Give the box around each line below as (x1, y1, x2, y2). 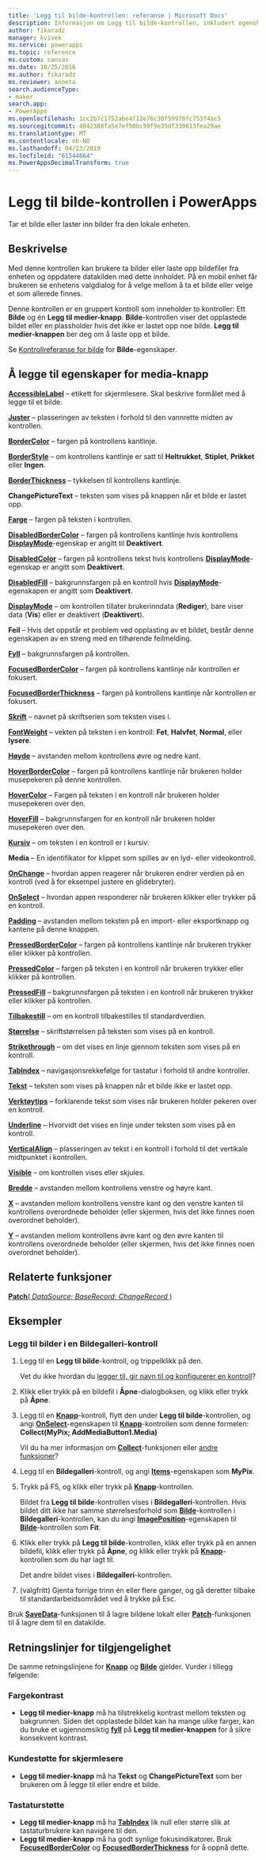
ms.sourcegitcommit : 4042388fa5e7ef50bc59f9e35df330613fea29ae (8, 122, 222, 130)
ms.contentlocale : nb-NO (8, 136, 90, 145)
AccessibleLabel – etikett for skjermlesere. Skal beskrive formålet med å (8, 388, 245, 398)
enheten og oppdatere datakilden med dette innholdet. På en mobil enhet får (8, 271, 258, 281)
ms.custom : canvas (8, 56, 69, 64)
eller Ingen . (8, 460, 46, 469)
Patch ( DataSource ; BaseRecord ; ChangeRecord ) (8, 1292, 173, 1301)
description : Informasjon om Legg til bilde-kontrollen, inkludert (8, 19, 236, 27)
